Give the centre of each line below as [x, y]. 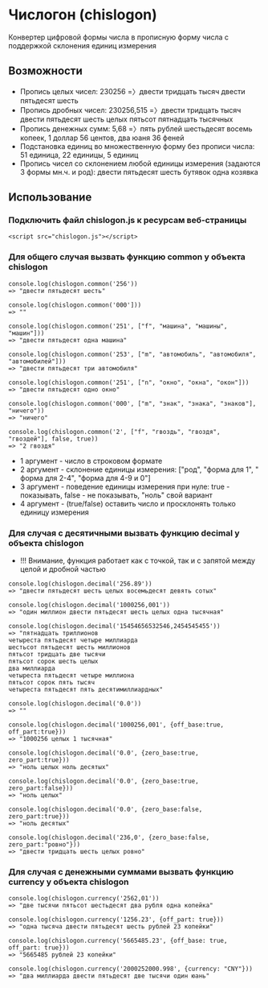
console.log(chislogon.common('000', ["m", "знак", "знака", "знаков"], [132, 403]
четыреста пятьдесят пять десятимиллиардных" [85, 690]
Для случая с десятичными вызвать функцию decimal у [124, 533]
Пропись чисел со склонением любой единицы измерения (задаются [140, 163]
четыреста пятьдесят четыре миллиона [71, 676]
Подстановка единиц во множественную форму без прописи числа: [137, 146]
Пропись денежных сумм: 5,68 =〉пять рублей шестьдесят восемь [136, 128]
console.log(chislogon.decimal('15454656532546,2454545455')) [114, 626]
